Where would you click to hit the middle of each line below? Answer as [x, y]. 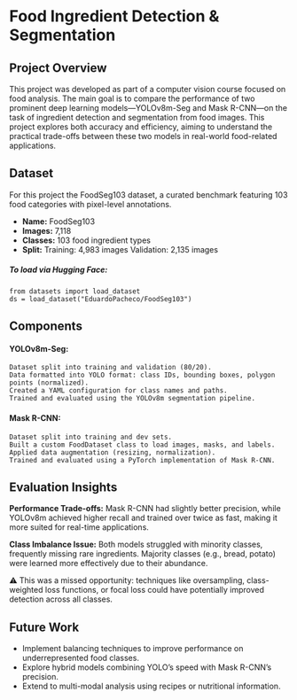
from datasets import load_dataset [75, 291]
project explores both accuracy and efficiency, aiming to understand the [141, 127]
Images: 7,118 [47, 230]
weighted [26, 590]
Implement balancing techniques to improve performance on [133, 649]
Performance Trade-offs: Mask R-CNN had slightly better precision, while [145, 509]
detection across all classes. [61, 599]
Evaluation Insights [63, 487]
